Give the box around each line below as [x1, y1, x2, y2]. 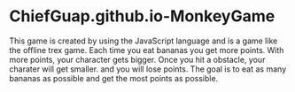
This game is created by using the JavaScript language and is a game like [9, 35, 278, 46]
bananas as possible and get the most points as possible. [9, 73, 219, 83]
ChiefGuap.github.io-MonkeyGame [9, 6, 276, 27]
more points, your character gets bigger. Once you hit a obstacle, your [9, 54, 266, 65]
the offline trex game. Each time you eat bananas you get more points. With [9, 44, 284, 55]
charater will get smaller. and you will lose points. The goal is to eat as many [9, 64, 287, 74]
